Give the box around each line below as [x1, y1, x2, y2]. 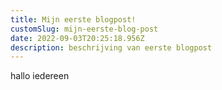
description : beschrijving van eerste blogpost [10, 42, 213, 53]
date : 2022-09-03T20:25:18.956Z [10, 33, 145, 43]
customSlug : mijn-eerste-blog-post [10, 24, 159, 34]
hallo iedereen [10, 70, 70, 82]
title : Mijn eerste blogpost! [10, 14, 137, 25]
